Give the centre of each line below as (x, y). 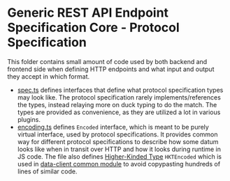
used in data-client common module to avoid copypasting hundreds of (119, 164)
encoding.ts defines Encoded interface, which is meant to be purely (113, 127)
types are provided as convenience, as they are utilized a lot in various (119, 112)
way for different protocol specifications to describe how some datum (118, 141)
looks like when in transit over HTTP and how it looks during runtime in (119, 149)
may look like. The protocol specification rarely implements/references (119, 97)
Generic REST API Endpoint (88, 13)
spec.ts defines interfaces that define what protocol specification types (120, 90)
